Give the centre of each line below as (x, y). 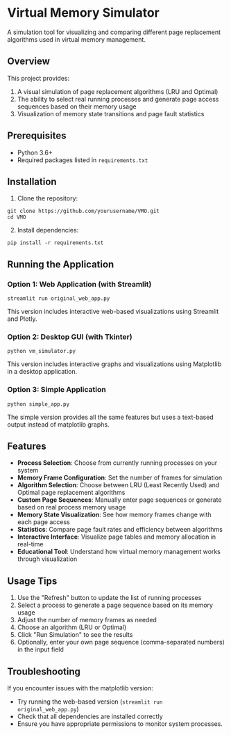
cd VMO (17, 217)
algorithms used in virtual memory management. (76, 39)
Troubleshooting (44, 671)
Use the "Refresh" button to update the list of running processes (109, 598)
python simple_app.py (38, 404)
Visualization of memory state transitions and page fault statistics (111, 113)
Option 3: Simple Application (57, 390)
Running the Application (61, 264)
